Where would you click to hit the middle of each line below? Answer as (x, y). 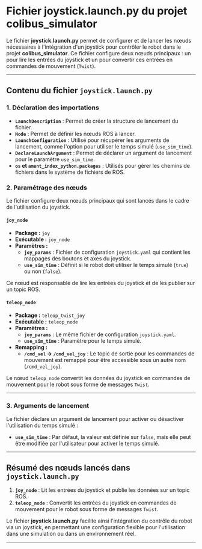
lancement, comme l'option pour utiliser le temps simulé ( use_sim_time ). (104, 146)
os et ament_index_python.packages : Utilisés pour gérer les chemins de (103, 165)
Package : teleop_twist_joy (50, 315)
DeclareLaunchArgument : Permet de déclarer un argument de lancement (103, 153)
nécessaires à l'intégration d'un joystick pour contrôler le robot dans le (94, 47)
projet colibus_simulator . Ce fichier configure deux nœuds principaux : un (99, 53)
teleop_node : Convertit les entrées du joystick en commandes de (96, 503)
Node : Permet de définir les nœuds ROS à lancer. (75, 133)
